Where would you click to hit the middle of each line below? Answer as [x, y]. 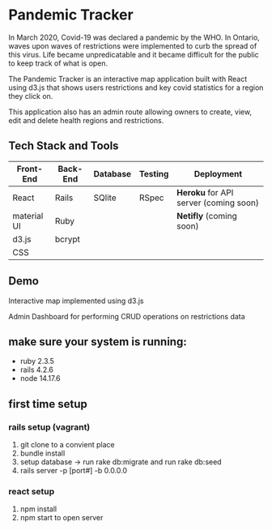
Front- [30, 169]
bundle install [42, 453]
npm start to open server [62, 518]
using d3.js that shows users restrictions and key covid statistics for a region [136, 88]
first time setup [48, 404]
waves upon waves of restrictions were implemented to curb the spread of [133, 45]
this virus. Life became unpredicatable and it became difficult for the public [134, 54]
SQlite [105, 198]
